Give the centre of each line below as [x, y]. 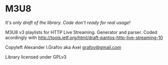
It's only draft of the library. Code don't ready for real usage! [68, 22]
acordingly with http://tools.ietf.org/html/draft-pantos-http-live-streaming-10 [84, 37]
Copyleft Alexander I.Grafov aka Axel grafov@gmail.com [63, 47]
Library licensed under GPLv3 [36, 57]
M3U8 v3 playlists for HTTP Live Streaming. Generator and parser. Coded [81, 32]
